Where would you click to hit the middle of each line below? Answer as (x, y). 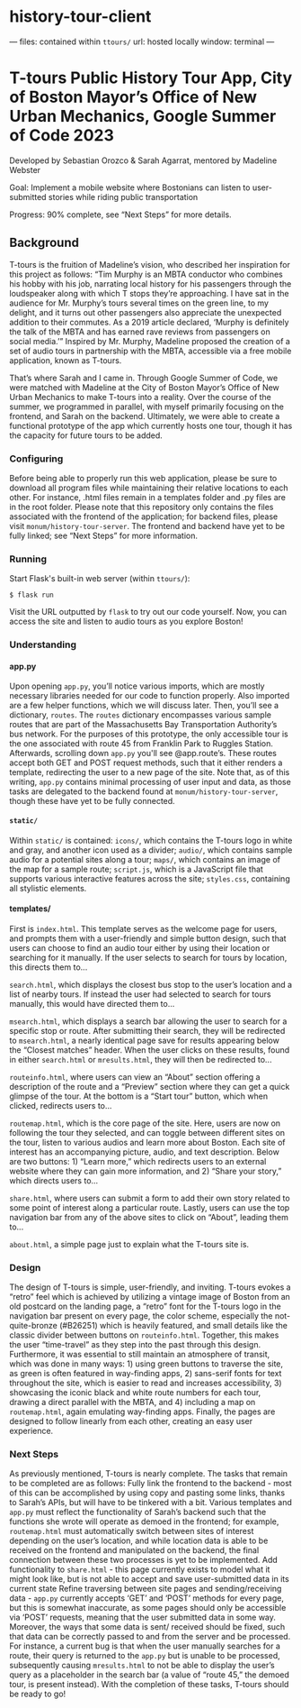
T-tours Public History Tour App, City (151, 78)
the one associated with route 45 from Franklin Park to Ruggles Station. (142, 744)
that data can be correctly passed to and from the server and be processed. (150, 1637)
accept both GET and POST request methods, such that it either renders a (146, 763)
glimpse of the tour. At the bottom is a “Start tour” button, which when (139, 1096)
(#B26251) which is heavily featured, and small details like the (173, 1326)
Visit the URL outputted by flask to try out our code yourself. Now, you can (148, 612)
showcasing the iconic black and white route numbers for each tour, (135, 1393)
